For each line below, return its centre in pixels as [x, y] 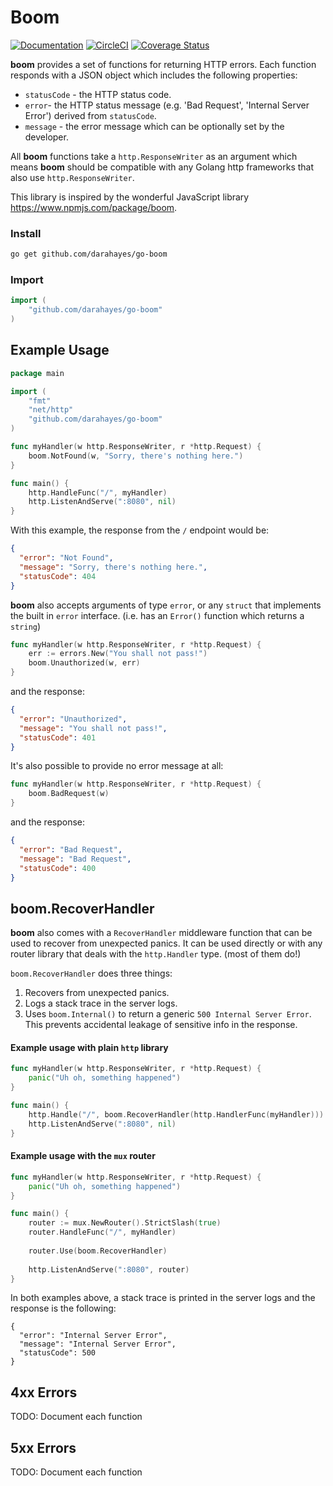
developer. [46, 137]
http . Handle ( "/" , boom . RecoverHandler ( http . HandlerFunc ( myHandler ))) [176, 1114]
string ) [26, 626]
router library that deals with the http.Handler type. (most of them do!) [156, 954]
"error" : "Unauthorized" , [73, 719]
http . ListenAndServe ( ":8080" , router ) [109, 1269]
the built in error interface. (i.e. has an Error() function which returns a [157, 615]
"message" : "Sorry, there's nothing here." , [113, 567]
